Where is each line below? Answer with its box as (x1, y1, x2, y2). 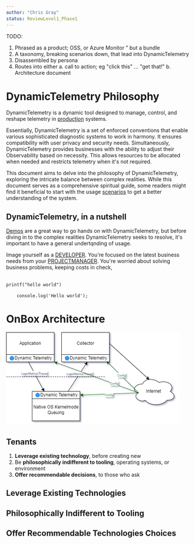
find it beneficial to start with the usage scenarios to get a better (6, 189, 162, 196)
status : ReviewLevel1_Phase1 (6, 15, 78, 22)
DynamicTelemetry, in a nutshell (6, 212, 127, 222)
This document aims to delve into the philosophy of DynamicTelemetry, (6, 170, 179, 177)
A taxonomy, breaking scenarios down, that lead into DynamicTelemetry (14, 50, 190, 57)
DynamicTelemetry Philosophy (6, 90, 160, 103)
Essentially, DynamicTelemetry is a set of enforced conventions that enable (6, 127, 189, 134)
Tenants (6, 437, 37, 447)
